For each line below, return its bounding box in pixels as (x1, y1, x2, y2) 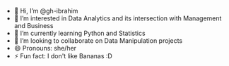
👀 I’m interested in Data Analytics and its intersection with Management (13, 14, 222, 22)
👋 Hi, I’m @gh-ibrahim (13, 7, 78, 15)
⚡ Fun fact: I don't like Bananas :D (13, 52, 113, 60)
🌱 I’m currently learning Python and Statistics (13, 29, 146, 37)
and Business (13, 22, 54, 29)
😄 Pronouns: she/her (13, 44, 76, 52)
